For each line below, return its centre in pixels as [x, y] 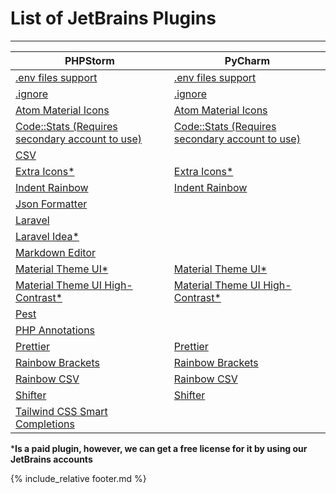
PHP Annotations [55, 330]
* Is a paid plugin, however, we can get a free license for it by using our [159, 448]
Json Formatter [51, 204]
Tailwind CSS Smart [61, 411]
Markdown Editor [56, 252]
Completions [45, 424]
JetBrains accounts [51, 459]
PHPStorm [89, 60]
